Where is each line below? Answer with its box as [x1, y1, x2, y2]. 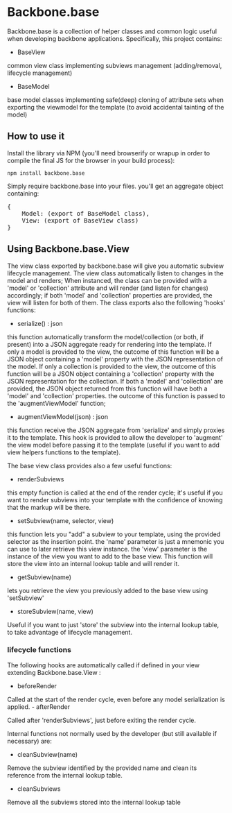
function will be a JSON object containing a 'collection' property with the [7, 369, 215, 378]
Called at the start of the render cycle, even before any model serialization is [7, 695, 225, 703]
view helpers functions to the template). [7, 448, 121, 456]
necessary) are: [7, 737, 52, 745]
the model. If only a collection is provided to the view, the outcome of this [7, 362, 217, 370]
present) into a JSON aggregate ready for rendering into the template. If [7, 340, 213, 348]
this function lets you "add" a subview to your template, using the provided [7, 530, 221, 538]
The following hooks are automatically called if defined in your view [7, 660, 199, 669]
